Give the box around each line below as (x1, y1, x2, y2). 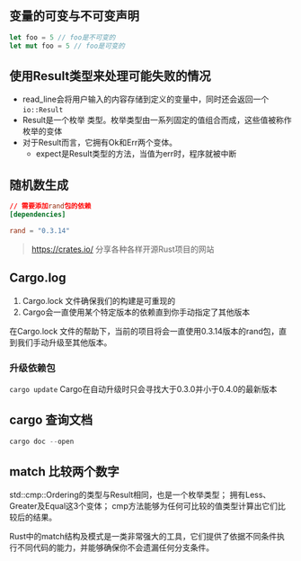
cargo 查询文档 (9, 413, 93, 428)
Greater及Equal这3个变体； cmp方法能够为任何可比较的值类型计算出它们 (9, 501, 279, 512)
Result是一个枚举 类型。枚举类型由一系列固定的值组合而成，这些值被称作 (22, 115, 292, 126)
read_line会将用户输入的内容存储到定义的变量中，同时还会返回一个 (22, 93, 270, 105)
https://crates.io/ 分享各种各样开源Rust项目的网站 (31, 244, 215, 254)
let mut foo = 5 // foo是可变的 (9, 41, 126, 50)
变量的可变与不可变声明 (9, 8, 139, 24)
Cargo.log (9, 271, 66, 286)
